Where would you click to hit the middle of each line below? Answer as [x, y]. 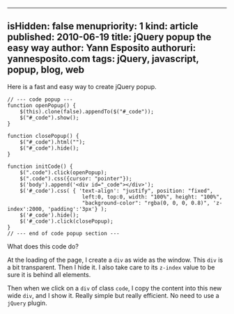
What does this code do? [43, 246]
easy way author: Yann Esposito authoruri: [102, 48]
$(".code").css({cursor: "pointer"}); [76, 178]
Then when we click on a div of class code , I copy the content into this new [115, 288]
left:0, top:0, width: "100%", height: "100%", [152, 197]
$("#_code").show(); [49, 118]
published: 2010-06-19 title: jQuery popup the [109, 37]
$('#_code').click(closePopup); [67, 221]
